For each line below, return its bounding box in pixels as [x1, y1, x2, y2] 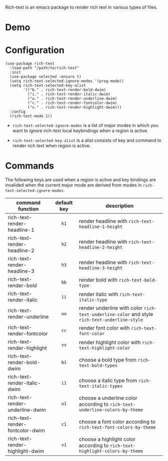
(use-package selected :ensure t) [9, 74, 81, 79]
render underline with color [79, 304, 143, 311]
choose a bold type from [79, 356, 136, 363]
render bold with [79, 276, 118, 283]
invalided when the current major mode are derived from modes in [5, 182, 142, 188]
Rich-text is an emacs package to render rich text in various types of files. [5, 4, 157, 10]
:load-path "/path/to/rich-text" [9, 65, 79, 70]
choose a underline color [79, 394, 137, 401]
